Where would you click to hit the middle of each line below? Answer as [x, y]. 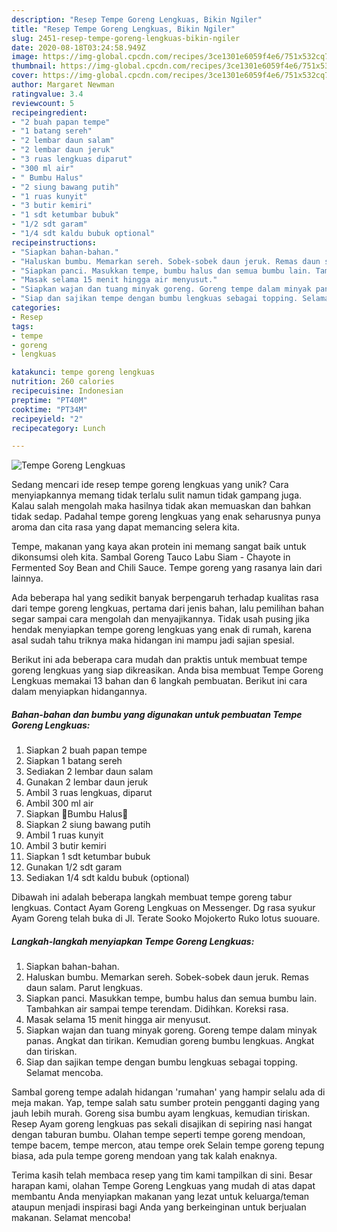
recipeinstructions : [54, 242]
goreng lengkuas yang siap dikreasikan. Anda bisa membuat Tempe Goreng [167, 670]
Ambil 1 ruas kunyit [64, 835]
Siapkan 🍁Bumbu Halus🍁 [77, 814]
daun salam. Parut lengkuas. [84, 988]
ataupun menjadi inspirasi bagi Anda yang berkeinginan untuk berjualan [159, 1207]
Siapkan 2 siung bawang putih [88, 825]
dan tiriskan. [51, 1052]
